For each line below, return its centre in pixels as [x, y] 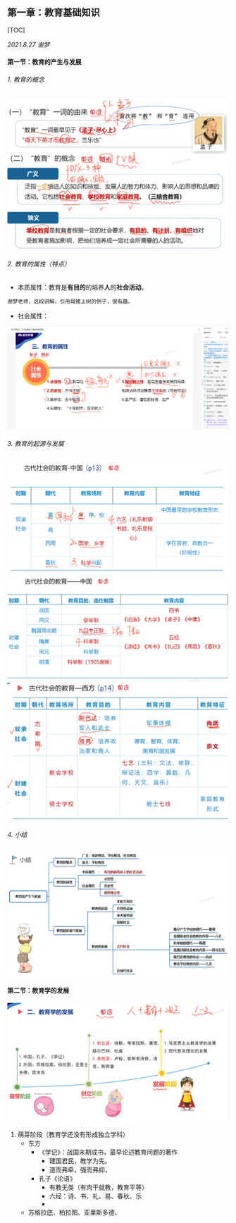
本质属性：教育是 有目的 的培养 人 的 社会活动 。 [82, 287]
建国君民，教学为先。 [80, 1161]
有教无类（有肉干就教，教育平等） [99, 1187]
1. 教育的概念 [26, 79]
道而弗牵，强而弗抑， [80, 1170]
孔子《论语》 [57, 1179]
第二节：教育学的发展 [38, 990]
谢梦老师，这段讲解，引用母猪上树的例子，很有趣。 [70, 302]
